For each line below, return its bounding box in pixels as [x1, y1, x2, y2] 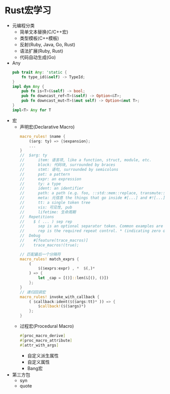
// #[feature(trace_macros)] [19, 238, 88, 243]
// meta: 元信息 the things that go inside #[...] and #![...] [19, 195, 165, 201]
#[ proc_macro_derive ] [19, 334, 65, 339]
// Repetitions [19, 214, 54, 219]
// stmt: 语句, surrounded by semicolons [19, 167, 119, 172]
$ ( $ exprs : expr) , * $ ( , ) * [38, 266, 95, 271]
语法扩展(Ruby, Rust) [19, 48, 63, 54]
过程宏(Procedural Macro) [19, 323, 74, 329]
